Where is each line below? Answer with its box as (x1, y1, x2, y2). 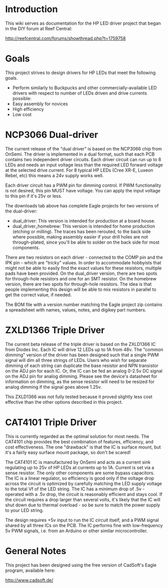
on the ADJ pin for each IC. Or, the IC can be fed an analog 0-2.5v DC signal (5, 367, 163, 374)
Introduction (5, 4, 58, 15)
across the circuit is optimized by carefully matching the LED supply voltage (5, 480, 162, 486)
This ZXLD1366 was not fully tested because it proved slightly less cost (5, 394, 153, 400)
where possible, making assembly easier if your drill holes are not (12, 234, 148, 240)
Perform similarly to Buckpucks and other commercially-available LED (12, 85, 157, 91)
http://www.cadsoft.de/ (5, 577, 54, 583)
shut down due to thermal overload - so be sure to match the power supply (5, 502, 160, 508)
